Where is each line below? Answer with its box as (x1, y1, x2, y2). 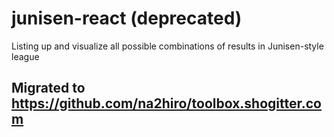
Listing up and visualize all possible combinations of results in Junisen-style (11, 40, 324, 52)
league (11, 50, 40, 62)
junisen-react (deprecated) (11, 7, 243, 30)
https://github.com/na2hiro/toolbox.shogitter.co (11, 95, 322, 112)
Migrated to (11, 80, 86, 97)
